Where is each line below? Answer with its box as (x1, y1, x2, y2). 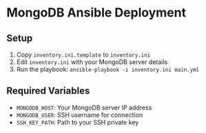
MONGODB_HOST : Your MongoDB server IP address (16, 103, 152, 112)
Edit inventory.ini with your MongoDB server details (16, 58, 168, 66)
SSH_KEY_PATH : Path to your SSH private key (16, 118, 139, 126)
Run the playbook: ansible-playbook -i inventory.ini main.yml (16, 65, 200, 73)
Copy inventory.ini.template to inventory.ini (16, 50, 151, 59)
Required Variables (6, 85, 90, 97)
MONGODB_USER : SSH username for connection (16, 110, 143, 119)
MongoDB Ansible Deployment (6, 5, 187, 21)
